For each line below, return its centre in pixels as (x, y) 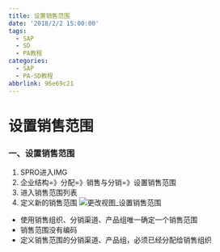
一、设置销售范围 (42, 153)
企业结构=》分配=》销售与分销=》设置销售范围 (98, 182)
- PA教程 (29, 53)
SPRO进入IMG (44, 172)
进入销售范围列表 (49, 192)
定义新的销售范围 (49, 202)
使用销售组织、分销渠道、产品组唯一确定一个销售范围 (109, 220)
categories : (28, 61)
